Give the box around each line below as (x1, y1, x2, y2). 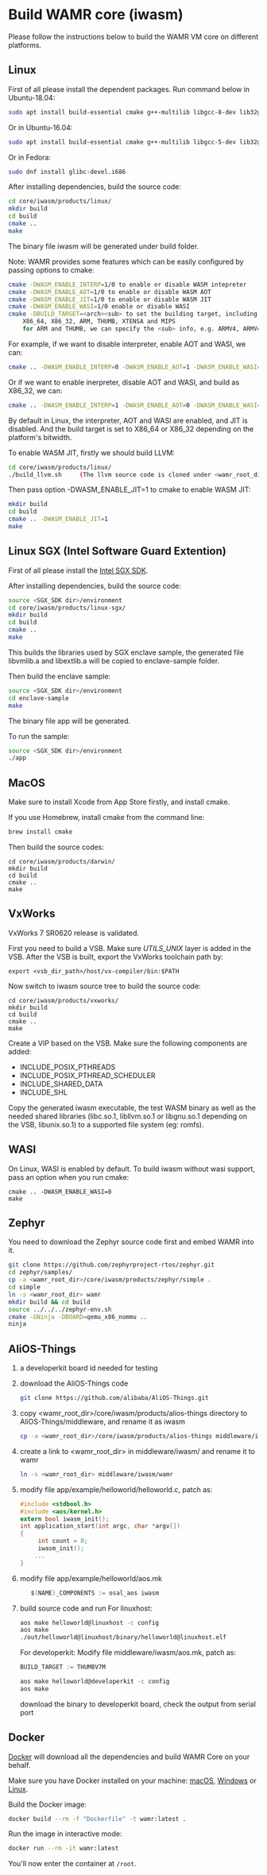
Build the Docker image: (8, 1800, 87, 1809)
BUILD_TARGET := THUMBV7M (19, 1663, 106, 1672)
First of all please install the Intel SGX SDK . (8, 566, 149, 575)
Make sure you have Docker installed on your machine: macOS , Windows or (8, 1776, 257, 1785)
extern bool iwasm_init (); (19, 1515, 110, 1523)
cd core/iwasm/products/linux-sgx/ (8, 604, 126, 612)
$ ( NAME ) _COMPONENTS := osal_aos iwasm (30, 1589, 160, 1597)
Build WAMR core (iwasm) (8, 6, 184, 24)
